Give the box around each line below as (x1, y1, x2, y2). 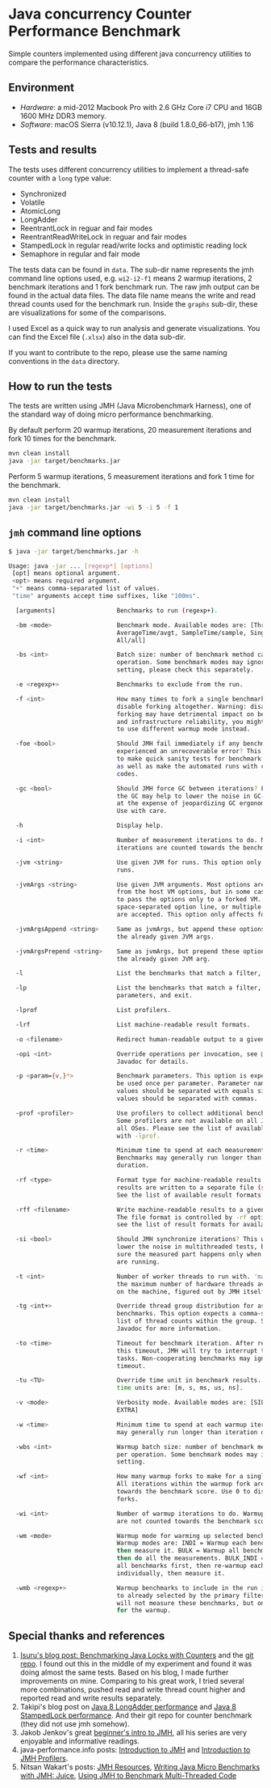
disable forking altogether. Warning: (116, 702, 248, 710)
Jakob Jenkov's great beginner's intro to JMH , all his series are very (19, 1728, 248, 1738)
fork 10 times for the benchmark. (8, 434, 117, 443)
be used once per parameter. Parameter (116, 1079, 251, 1088)
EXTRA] (116, 1406, 139, 1414)
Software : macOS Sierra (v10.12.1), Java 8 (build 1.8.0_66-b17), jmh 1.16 (19, 119, 254, 129)
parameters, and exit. (116, 992, 194, 1000)
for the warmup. (116, 1607, 172, 1615)
